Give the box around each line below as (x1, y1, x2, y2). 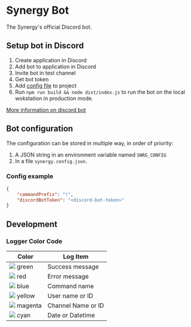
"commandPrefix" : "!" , (17, 191, 74, 197)
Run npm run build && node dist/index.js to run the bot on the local (14, 88, 186, 96)
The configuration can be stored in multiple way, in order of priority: (6, 139, 174, 146)
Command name (47, 282, 94, 291)
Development (6, 219, 58, 229)
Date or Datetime (47, 311, 95, 320)
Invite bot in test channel (14, 69, 76, 77)
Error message (47, 273, 89, 281)
